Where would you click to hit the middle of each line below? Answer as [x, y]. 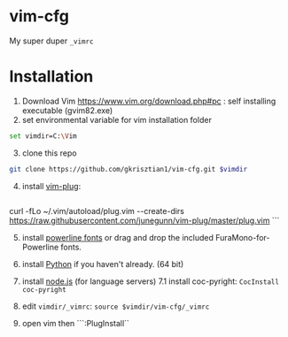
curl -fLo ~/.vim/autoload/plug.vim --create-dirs [97, 211]
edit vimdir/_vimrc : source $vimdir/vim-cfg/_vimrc [116, 306]
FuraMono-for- [243, 237]
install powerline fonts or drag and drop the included [118, 237]
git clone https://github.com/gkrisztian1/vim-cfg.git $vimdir [128, 169]
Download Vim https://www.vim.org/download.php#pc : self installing [149, 101]
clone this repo [49, 153]
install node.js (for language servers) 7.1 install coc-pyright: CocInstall [150, 281]
